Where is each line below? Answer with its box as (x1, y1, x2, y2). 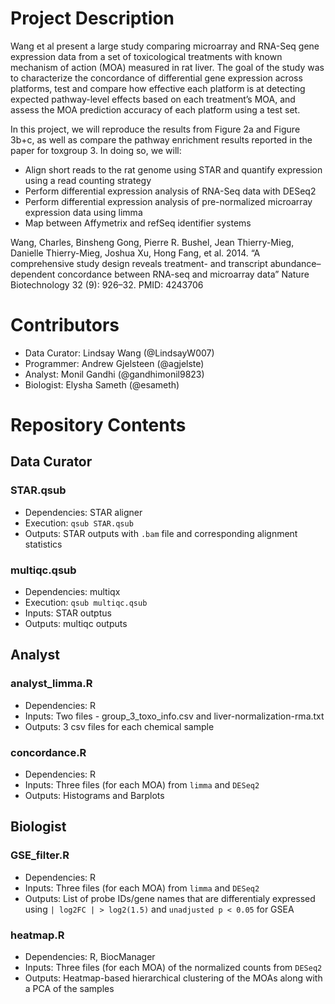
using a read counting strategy (24, 174, 152, 186)
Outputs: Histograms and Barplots (24, 790, 165, 802)
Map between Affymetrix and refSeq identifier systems (24, 217, 252, 229)
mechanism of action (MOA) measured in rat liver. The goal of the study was (10, 61, 325, 73)
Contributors (10, 314, 120, 337)
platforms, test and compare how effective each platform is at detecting (10, 82, 306, 94)
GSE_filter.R (10, 848, 70, 862)
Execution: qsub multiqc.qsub (24, 597, 148, 609)
